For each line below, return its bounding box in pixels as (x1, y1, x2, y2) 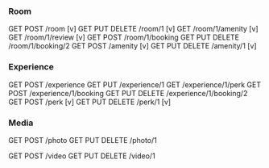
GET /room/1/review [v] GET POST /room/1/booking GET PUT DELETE (8, 32, 240, 42)
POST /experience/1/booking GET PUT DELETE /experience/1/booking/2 (8, 88, 248, 98)
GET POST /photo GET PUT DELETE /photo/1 (8, 135, 157, 145)
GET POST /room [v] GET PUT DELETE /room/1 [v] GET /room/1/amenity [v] (8, 24, 259, 34)
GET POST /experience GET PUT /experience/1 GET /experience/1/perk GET (8, 79, 262, 90)
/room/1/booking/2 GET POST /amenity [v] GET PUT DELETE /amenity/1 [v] (8, 41, 257, 51)
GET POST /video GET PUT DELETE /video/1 (8, 151, 155, 161)
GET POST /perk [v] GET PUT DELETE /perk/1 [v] (8, 97, 172, 107)
